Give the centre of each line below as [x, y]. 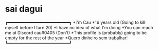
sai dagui [24, 9]
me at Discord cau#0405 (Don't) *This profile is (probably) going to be [76, 33]
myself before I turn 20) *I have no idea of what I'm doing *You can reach [79, 27]
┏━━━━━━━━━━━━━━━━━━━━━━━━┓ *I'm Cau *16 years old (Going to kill [75, 22]
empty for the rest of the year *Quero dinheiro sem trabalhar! [66, 38]
